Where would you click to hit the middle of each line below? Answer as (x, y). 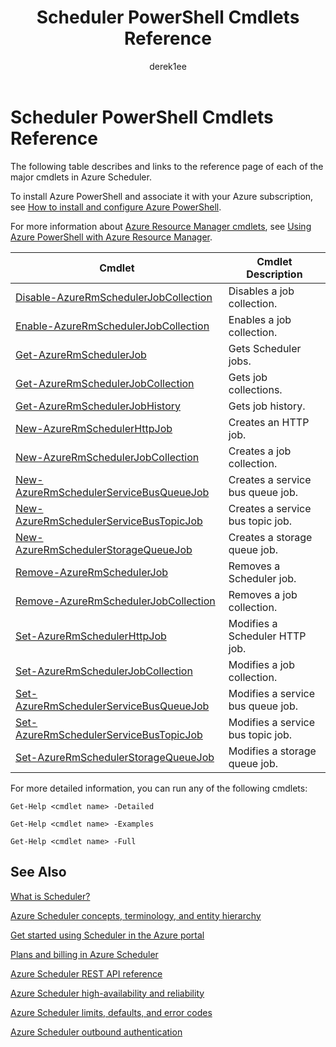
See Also (38, 872)
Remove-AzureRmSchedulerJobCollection (115, 601)
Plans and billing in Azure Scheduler (84, 954)
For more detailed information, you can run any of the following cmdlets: (159, 788)
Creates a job (260, 451)
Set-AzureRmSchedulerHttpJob (91, 636)
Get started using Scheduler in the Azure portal (107, 935)
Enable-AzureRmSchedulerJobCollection (112, 326)
